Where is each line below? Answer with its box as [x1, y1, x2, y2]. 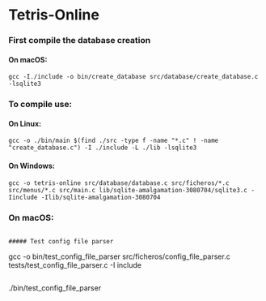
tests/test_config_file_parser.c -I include [8, 260, 141, 269]
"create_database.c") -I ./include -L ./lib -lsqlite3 [8, 144, 197, 152]
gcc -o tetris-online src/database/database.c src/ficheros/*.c [8, 178, 230, 187]
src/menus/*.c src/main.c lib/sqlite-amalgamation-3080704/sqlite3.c [8, 186, 248, 194]
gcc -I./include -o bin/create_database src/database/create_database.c [8, 73, 259, 81]
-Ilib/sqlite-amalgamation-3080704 [40, 193, 161, 201]
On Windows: [8, 161, 55, 171]
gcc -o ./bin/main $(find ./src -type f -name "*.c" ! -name [8, 136, 219, 145]
